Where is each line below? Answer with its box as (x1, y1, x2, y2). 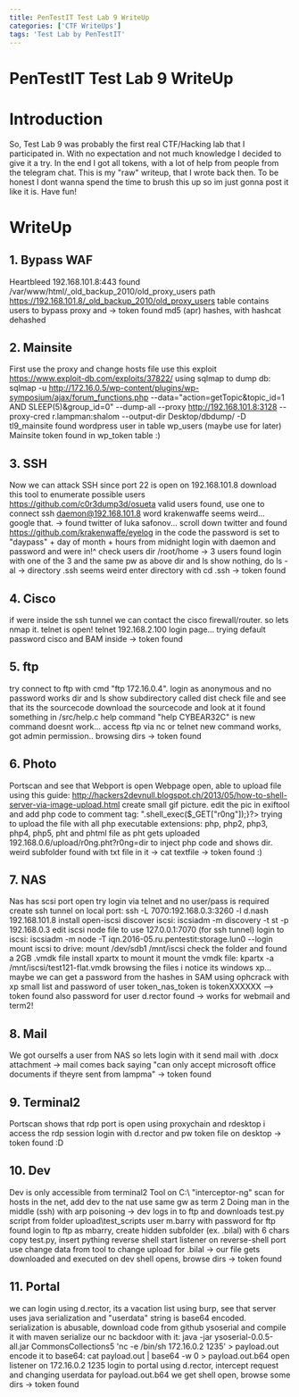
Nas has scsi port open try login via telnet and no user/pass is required (9, 896, 270, 907)
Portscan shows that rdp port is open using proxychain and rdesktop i (9, 1118, 266, 1129)
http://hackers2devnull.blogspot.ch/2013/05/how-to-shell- (71, 789, 287, 800)
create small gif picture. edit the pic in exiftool (121, 799, 290, 810)
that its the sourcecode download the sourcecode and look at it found (9, 702, 266, 712)
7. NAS (9, 872, 47, 887)
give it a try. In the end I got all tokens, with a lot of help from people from (9, 157, 279, 168)
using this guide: (9, 789, 71, 800)
